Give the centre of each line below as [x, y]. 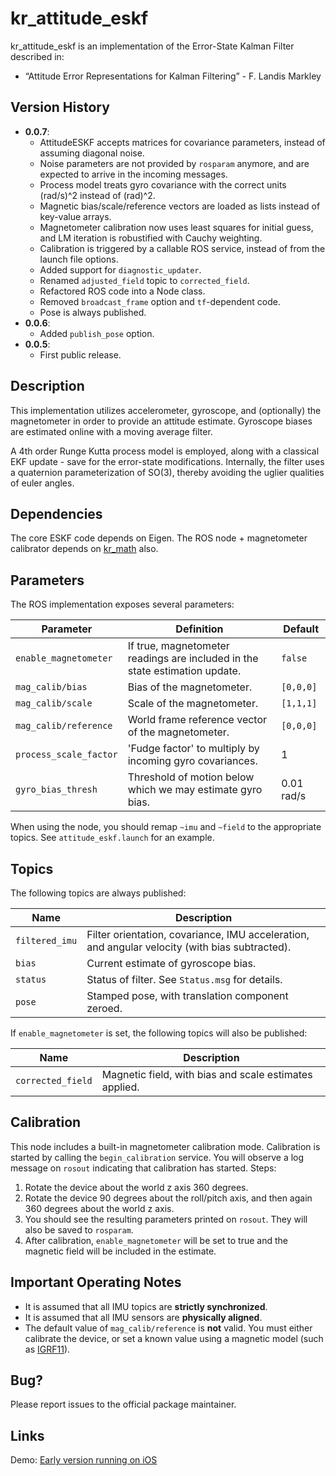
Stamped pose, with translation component [187, 995]
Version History [60, 107]
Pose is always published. [93, 312]
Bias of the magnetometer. [190, 687]
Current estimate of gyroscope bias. [171, 963]
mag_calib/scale [54, 703]
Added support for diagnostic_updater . [120, 269]
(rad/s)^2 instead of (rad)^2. [97, 195]
